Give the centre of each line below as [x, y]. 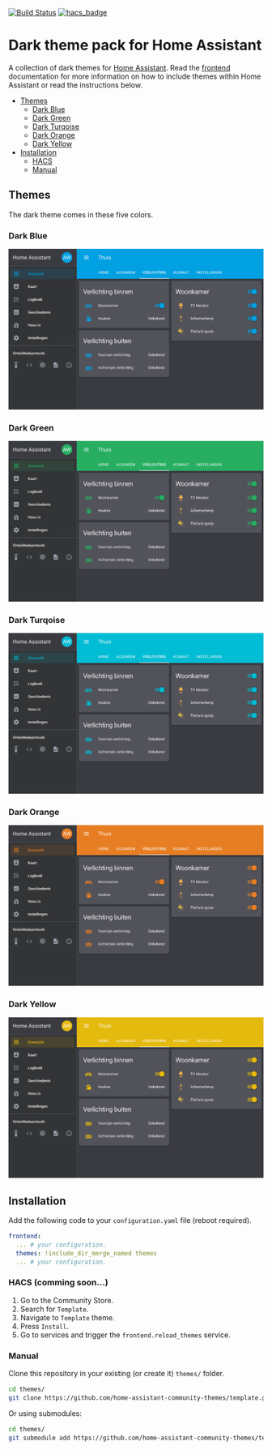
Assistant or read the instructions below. [76, 84]
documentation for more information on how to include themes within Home [135, 76]
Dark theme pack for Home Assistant [135, 45]
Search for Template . [54, 1309]
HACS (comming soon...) [58, 1283]
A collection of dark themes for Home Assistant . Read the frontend [119, 67]
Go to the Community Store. [67, 1300]
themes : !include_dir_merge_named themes [87, 1253]
